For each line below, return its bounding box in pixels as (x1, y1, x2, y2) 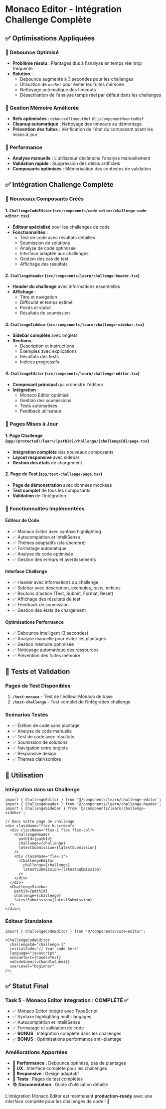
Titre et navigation (19, 294, 57, 300)
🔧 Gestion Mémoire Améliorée (5, 104, 79, 111)
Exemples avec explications (19, 348, 77, 354)
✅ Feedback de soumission (12, 602, 69, 608)
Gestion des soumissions (19, 397, 72, 403)
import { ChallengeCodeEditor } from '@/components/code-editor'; (5, 929, 146, 934)
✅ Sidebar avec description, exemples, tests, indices (12, 585, 121, 591)
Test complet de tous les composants (12, 487, 91, 493)
